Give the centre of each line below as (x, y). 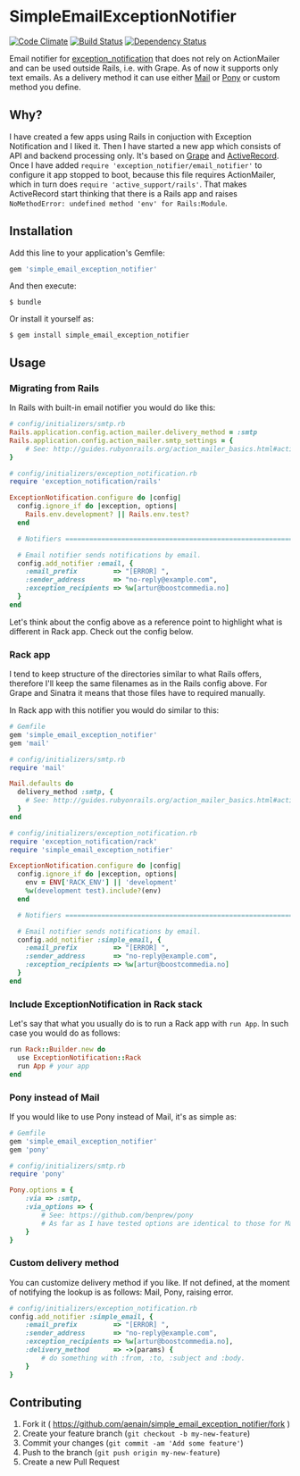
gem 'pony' (29, 1150)
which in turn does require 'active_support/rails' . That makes (128, 184)
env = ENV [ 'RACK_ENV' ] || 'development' (101, 883)
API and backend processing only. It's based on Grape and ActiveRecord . (144, 155)
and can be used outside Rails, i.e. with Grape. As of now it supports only (144, 68)
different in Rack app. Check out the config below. (101, 631)
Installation (41, 231)
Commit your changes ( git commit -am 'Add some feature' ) (133, 1443)
